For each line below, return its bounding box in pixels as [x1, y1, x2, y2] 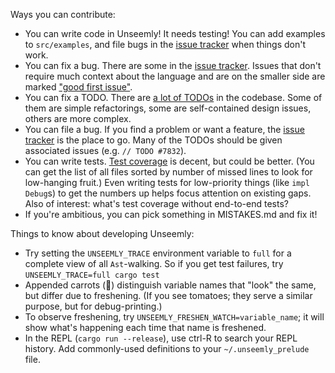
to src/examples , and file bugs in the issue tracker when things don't [24, 39, 307, 50]
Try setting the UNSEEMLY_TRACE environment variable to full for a [24, 247, 292, 259]
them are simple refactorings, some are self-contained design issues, [24, 102, 312, 114]
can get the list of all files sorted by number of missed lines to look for [24, 166, 313, 178]
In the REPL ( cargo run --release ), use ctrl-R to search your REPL [24, 332, 298, 344]
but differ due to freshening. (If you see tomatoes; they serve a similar [24, 290, 313, 301]
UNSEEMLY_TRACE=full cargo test [24, 270, 160, 280]
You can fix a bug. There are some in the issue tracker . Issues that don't [24, 60, 322, 71]
